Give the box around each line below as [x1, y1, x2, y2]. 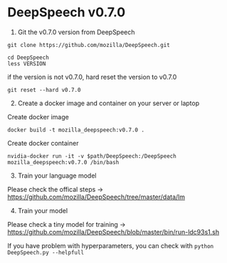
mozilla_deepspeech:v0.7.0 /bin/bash [7, 159, 120, 166]
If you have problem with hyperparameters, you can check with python [7, 241, 214, 249]
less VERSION [7, 60, 46, 68]
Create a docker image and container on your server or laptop [17, 99, 200, 107]
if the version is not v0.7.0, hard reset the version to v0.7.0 [7, 73, 177, 81]
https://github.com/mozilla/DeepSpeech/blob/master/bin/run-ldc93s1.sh [7, 227, 219, 236]
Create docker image [7, 112, 69, 121]
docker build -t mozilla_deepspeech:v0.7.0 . [7, 126, 144, 134]
